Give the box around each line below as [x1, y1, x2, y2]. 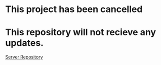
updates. [5, 37, 44, 49]
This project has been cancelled [5, 4, 143, 15]
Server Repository [5, 54, 43, 60]
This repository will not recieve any [5, 27, 156, 38]
